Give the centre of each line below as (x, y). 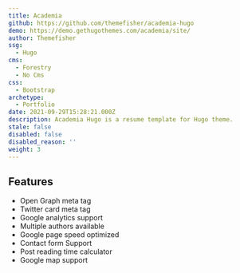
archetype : (26, 97)
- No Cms (30, 75)
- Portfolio (35, 105)
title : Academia (35, 16)
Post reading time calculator (66, 251)
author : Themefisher (43, 38)
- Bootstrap (35, 90)
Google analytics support (61, 218)
